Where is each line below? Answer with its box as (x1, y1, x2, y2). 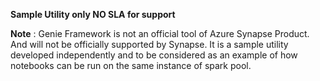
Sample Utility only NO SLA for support (10, 9, 176, 20)
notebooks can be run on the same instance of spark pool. (10, 60, 252, 71)
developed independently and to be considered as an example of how (10, 49, 298, 61)
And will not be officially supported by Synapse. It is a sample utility (10, 39, 289, 50)
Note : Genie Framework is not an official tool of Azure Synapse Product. (10, 28, 310, 39)
